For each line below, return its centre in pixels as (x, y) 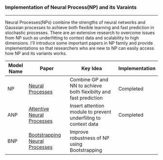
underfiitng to (85, 118)
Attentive (39, 109)
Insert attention (87, 106)
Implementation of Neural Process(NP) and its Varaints (71, 7)
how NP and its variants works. (36, 53)
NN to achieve (86, 86)
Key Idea (92, 69)
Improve (79, 132)
